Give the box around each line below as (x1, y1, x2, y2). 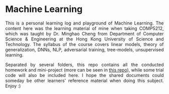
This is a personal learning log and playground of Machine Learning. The (5, 20, 164, 26)
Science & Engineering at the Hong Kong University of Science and (5, 36, 164, 42)
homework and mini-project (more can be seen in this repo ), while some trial (5, 66, 164, 73)
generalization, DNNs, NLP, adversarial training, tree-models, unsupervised (5, 46, 164, 52)
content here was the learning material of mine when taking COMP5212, (5, 25, 164, 31)
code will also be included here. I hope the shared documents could (5, 72, 164, 78)
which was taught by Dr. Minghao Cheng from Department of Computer (5, 30, 164, 36)
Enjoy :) (5, 82, 21, 88)
